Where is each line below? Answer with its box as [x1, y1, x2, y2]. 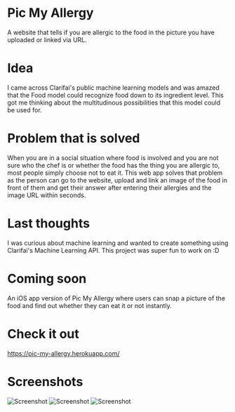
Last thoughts [7, 215, 90, 231]
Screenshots [7, 373, 83, 390]
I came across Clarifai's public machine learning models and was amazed [7, 83, 220, 92]
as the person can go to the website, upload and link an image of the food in [7, 175, 228, 184]
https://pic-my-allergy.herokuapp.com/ [7, 349, 121, 357]
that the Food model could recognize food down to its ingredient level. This [7, 91, 224, 99]
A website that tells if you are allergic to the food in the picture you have [7, 28, 215, 36]
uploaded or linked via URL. [7, 35, 88, 44]
